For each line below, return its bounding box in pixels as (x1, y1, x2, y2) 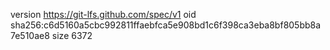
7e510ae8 (10, 30, 50, 41)
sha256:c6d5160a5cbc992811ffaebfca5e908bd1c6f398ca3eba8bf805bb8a (10, 19, 322, 31)
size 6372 (51, 30, 93, 41)
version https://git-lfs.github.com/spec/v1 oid (10, 9, 197, 20)
